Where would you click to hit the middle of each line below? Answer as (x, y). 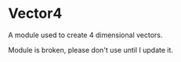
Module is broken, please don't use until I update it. (91, 50)
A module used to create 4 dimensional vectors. (85, 35)
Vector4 (35, 14)
